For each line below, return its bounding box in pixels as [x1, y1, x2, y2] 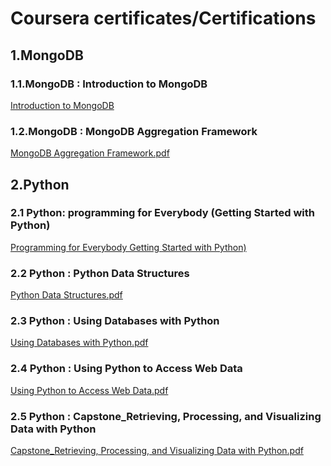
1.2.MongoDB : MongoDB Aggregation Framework [10, 124, 258, 138]
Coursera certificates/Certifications [10, 7, 317, 30]
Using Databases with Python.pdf [10, 337, 149, 349]
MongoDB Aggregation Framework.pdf [10, 147, 170, 159]
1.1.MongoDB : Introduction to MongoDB [10, 77, 208, 91]
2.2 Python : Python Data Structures [10, 266, 190, 280]
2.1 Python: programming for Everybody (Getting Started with [10, 206, 315, 220]
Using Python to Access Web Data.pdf [10, 384, 169, 396]
